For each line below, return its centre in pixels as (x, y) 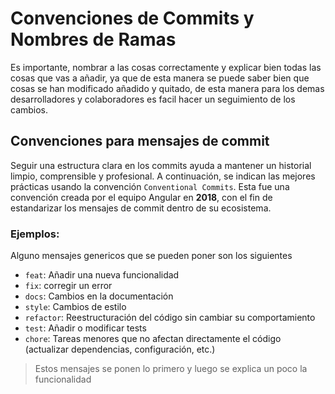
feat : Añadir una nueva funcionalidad (102, 275)
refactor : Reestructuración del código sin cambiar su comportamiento (170, 318)
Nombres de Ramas (93, 39)
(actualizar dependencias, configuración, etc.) (120, 349)
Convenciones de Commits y (132, 18)
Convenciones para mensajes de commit (140, 141)
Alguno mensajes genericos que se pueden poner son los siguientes (151, 256)
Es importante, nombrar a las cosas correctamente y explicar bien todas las (166, 67)
